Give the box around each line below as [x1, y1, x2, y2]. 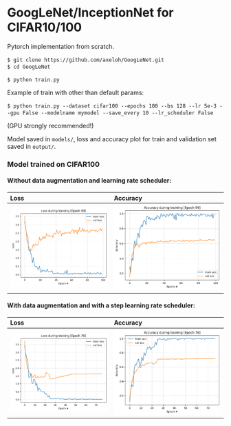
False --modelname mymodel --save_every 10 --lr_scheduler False [22, 109, 214, 116]
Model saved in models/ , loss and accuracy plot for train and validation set [7, 134, 217, 143]
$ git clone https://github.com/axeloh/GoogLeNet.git [7, 57, 165, 63]
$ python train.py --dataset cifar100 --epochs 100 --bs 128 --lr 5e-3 [7, 102, 217, 110]
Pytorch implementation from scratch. [7, 42, 115, 50]
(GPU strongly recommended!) [7, 121, 94, 130]
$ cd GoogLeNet [7, 63, 51, 70]
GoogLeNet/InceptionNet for [7, 5, 174, 21]
